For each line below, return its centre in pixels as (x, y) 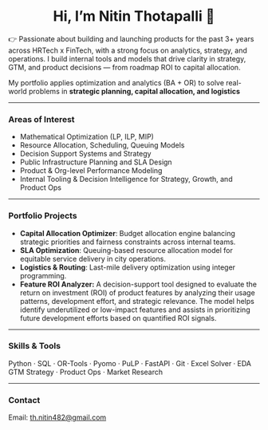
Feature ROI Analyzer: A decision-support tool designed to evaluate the (138, 284)
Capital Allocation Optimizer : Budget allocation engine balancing (127, 233)
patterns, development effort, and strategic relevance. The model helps (137, 301)
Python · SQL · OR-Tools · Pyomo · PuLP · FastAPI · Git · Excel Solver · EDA (130, 363)
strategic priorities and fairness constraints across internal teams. (128, 242)
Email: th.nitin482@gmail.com (57, 417)
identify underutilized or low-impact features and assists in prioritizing (135, 310)
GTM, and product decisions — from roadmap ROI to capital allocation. (124, 67)
